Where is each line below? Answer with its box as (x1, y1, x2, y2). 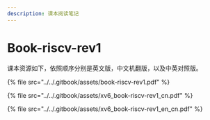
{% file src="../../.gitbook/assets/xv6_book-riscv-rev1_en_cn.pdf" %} (7, 105, 203, 113)
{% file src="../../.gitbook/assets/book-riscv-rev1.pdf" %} (7, 78, 170, 86)
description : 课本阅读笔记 (7, 10, 79, 17)
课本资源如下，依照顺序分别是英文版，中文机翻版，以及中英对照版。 (7, 64, 202, 72)
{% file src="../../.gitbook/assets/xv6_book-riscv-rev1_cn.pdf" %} (7, 91, 193, 99)
